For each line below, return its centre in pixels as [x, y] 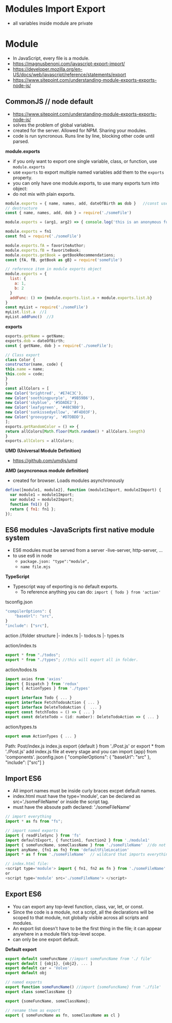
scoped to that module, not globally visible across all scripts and [80, 917]
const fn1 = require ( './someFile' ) [43, 236]
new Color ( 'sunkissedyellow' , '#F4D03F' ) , [51, 412]
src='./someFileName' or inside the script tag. [61, 802]
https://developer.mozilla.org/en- [48, 69]
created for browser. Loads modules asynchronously [68, 480]
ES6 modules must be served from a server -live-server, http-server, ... [88, 550]
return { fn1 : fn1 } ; [33, 509]
